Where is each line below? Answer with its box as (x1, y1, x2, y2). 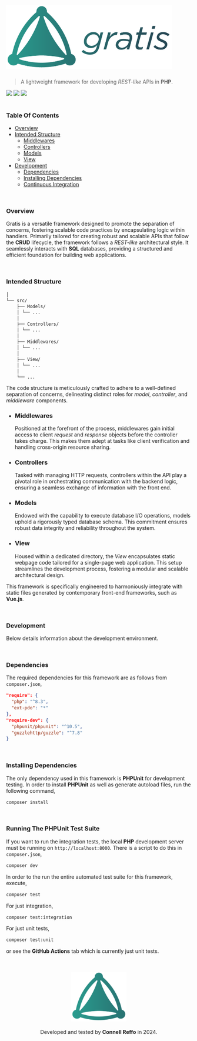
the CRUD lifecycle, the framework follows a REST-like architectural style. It (6, 239, 189, 246)
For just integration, (6, 902, 54, 909)
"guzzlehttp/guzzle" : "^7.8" (11, 730, 83, 736)
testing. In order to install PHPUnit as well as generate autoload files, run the (6, 781, 191, 788)
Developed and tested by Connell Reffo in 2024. (40, 1029, 158, 1036)
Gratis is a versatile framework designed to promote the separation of (6, 220, 175, 228)
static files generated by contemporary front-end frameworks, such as (6, 589, 178, 596)
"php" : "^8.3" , (11, 699, 49, 705)
